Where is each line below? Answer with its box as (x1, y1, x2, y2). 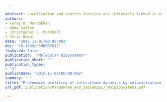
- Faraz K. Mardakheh (5, 21, 50, 26)
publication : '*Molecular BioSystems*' (5, 53, 88, 58)
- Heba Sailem (5, 25, 35, 30)
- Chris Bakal (5, 34, 35, 39)
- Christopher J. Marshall (5, 30, 61, 35)
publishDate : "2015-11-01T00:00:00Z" (5, 71, 83, 76)
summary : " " (5, 76, 32, 81)
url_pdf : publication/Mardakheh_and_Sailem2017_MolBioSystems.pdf (5, 85, 146, 90)
